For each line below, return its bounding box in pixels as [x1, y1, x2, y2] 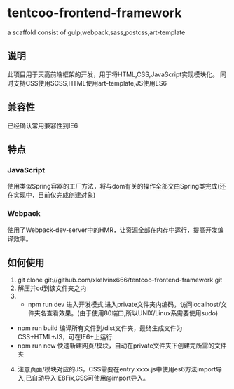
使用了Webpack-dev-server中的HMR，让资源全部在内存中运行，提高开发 [7, 226, 219, 234]
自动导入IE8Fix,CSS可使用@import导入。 [31, 374, 149, 383]
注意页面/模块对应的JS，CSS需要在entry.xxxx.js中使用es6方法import [17, 365, 216, 374]
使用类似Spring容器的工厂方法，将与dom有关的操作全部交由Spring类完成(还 [7, 182, 226, 191]
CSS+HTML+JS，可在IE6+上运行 [17, 333, 113, 341]
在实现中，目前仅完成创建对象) [7, 191, 96, 199]
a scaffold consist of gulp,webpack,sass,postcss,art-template [7, 28, 186, 36]
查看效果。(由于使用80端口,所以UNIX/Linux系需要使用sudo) [46, 309, 219, 318]
